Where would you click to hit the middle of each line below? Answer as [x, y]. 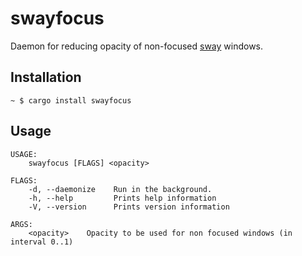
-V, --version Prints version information [129, 207]
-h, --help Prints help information [122, 198]
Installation [46, 77]
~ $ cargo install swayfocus [71, 100]
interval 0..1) [42, 242]
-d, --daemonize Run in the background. [120, 189]
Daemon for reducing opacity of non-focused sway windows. [137, 46]
